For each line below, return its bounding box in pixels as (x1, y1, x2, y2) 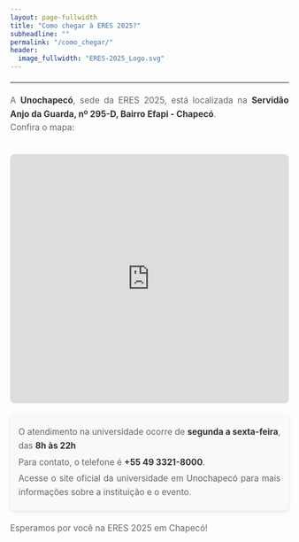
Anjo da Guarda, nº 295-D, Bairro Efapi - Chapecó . (10, 108, 217, 120)
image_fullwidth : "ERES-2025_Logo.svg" (18, 54, 165, 63)
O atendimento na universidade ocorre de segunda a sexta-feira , (18, 426, 281, 438)
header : (10, 46, 39, 55)
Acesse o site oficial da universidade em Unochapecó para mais (18, 473, 281, 484)
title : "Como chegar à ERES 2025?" (10, 21, 142, 30)
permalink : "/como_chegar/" (10, 37, 114, 47)
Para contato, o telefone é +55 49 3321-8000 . (18, 456, 206, 468)
